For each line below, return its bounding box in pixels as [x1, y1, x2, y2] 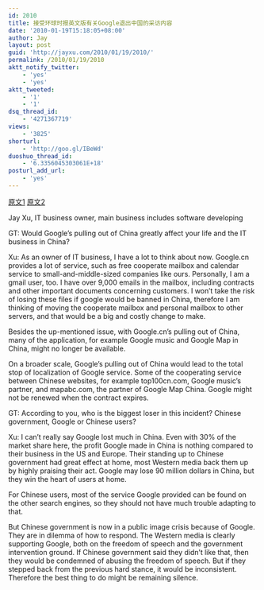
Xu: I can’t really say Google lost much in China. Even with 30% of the [8, 432, 236, 441]
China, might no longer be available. [8, 344, 126, 353]
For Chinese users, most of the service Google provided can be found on [8, 490, 247, 499]
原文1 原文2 [8, 196, 46, 207]
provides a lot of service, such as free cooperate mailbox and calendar [8, 260, 239, 270]
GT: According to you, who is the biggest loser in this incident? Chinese [8, 408, 242, 417]
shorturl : [8, 137, 41, 146]
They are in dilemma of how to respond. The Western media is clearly [8, 530, 235, 540]
